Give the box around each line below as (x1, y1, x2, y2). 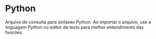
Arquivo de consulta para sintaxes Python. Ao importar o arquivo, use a (5, 19, 152, 25)
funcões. (5, 29, 23, 35)
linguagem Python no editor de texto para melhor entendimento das (5, 24, 144, 30)
